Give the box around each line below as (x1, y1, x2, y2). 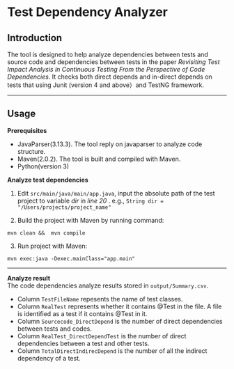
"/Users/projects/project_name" (17, 203, 111, 211)
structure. (17, 147, 46, 155)
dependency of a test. (17, 354, 81, 362)
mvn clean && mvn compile (7, 229, 86, 237)
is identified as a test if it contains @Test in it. (17, 309, 148, 317)
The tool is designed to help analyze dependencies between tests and (7, 50, 209, 58)
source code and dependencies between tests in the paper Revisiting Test (7, 58, 221, 66)
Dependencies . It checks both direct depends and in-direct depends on (7, 72, 212, 81)
